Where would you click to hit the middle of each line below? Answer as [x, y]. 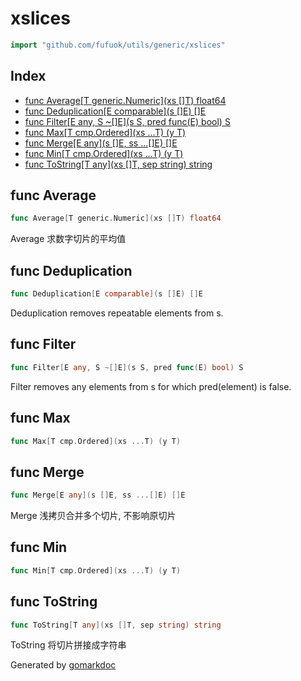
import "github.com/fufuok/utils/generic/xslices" [118, 45]
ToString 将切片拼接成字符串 [68, 645]
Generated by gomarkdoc [63, 665]
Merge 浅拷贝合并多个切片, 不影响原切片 [93, 516]
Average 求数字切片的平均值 [68, 239]
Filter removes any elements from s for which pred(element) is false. [151, 386]
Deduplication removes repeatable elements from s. [117, 313]
